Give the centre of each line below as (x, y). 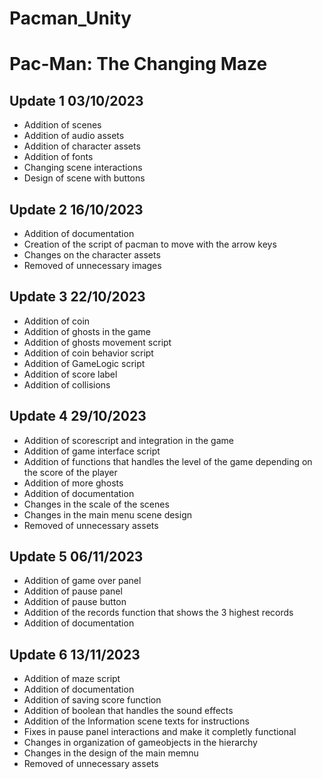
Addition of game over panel (82, 581)
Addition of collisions (67, 384)
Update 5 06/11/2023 (76, 557)
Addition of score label (70, 374)
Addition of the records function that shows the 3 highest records (158, 613)
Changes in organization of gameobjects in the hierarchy (140, 743)
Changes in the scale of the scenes (96, 504)
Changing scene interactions (83, 168)
